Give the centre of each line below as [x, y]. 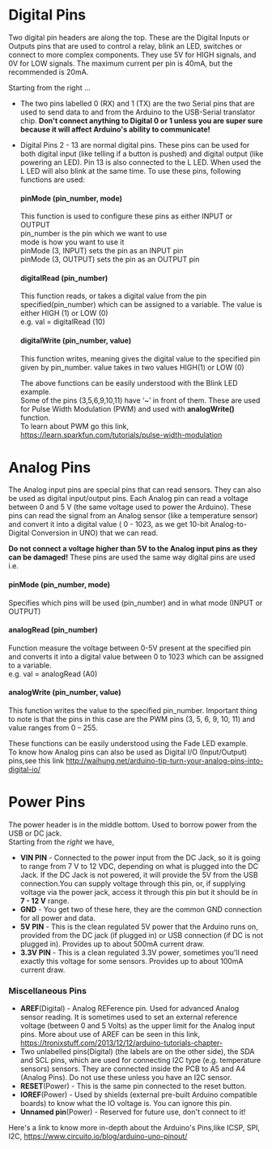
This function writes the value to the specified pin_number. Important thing [133, 711]
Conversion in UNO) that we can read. [95, 533]
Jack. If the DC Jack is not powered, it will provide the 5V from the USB [139, 875]
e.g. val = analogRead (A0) [53, 674]
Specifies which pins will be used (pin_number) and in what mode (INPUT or [136, 603]
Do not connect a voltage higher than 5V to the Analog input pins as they [133, 549]
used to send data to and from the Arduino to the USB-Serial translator [138, 112]
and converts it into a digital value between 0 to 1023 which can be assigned [136, 656]
